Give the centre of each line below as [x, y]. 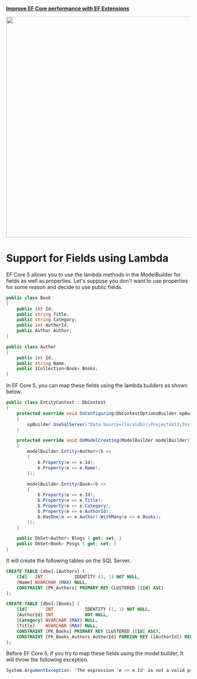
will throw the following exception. [47, 660]
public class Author [31, 347]
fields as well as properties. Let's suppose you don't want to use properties [97, 281]
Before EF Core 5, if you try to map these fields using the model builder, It [95, 654]
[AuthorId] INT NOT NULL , [63, 615]
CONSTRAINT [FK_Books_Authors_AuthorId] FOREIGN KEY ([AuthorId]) [99, 637]
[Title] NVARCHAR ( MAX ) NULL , [57, 626]
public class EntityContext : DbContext [56, 403]
